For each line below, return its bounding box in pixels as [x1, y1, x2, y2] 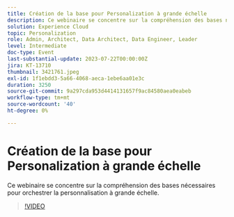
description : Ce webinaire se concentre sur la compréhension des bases [7, 17, 223, 24]
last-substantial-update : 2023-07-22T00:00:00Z [7, 56, 148, 63]
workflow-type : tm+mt [7, 95, 70, 102]
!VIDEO [24, 202, 45, 210]
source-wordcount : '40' [7, 101, 77, 108]
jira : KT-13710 [7, 62, 52, 69]
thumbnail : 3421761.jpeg [7, 68, 79, 75]
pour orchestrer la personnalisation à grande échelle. [7, 188, 159, 197]
